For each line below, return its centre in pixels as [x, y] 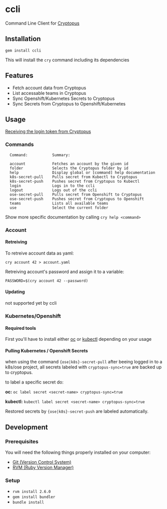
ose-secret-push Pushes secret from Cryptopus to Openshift [77, 199]
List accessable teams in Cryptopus [49, 93]
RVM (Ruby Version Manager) [43, 467]
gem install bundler [34, 497]
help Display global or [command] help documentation [82, 172]
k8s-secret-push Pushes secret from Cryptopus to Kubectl [75, 181]
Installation [23, 39]
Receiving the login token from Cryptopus [48, 132]
